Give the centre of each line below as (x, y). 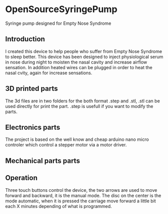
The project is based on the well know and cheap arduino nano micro (77, 139)
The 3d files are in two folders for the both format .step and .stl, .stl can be (83, 101)
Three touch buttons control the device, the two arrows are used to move (81, 190)
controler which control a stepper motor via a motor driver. (66, 145)
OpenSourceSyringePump (61, 9)
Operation (21, 178)
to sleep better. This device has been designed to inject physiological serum (84, 57)
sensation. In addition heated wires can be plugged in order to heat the (79, 67)
